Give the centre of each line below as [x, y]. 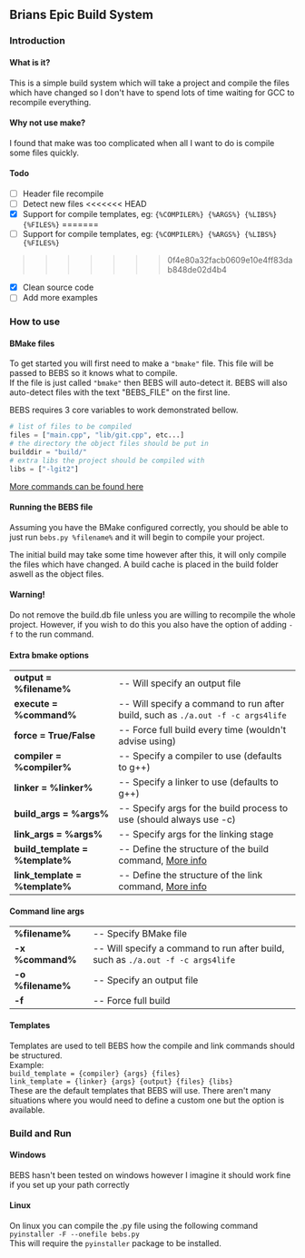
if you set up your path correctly [69, 1184]
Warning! [27, 595]
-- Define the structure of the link [191, 876]
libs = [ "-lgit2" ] [44, 469]
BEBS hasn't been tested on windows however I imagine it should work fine [150, 1174]
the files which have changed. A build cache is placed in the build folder [144, 564]
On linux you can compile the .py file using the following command [134, 1226]
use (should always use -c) [177, 819]
